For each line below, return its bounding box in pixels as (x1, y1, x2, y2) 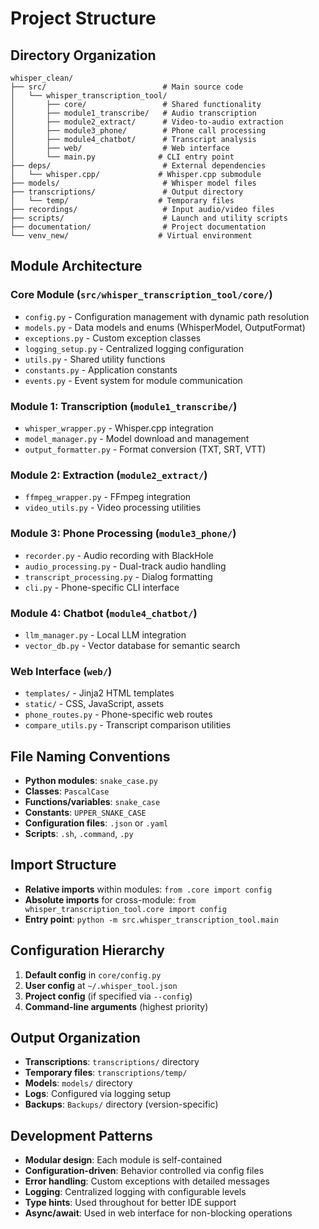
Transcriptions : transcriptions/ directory (24, 1056, 200, 1068)
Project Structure (10, 7, 157, 30)
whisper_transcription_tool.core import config (24, 904, 227, 914)
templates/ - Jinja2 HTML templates (24, 687, 175, 699)
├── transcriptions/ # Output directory (10, 187, 244, 197)
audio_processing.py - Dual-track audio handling (24, 560, 227, 572)
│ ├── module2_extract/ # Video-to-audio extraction (10, 117, 284, 127)
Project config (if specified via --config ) (24, 990, 193, 1002)
